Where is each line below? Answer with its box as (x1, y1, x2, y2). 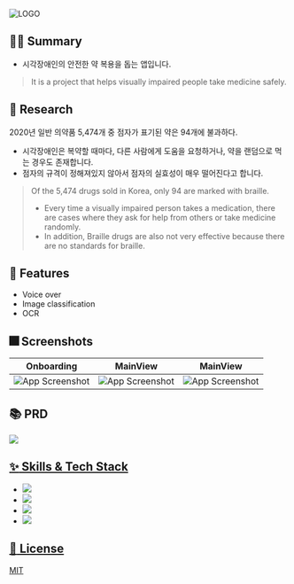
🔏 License (9, 541, 65, 557)
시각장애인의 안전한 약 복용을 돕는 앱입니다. (21, 58, 172, 69)
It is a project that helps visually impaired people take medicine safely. (30, 76, 287, 87)
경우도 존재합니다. (31, 156, 94, 167)
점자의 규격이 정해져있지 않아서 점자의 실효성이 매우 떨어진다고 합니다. (21, 167, 264, 178)
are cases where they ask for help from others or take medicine (43, 212, 276, 222)
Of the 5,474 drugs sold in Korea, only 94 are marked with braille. (30, 185, 270, 196)
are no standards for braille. (43, 240, 146, 251)
